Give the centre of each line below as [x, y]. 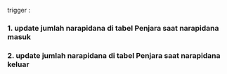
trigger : [19, 10]
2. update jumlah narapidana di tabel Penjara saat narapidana [114, 55]
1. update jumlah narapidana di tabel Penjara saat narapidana [113, 28]
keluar [18, 64]
